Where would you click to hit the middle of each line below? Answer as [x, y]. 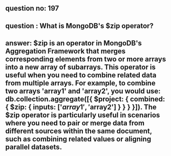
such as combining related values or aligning [78, 139]
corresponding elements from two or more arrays [86, 59]
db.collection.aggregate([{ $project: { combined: [85, 99]
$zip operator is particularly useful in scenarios [83, 115]
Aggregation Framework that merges [66, 51]
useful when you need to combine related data [81, 75]
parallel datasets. [34, 147]
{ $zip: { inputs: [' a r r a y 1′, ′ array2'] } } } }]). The [81, 107]
